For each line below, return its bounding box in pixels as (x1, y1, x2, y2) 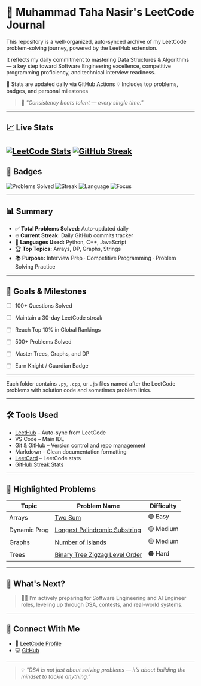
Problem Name (77, 502, 120, 510)
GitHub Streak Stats (14, 461, 64, 468)
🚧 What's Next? (6, 578, 66, 589)
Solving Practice (14, 263, 56, 270)
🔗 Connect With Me (6, 624, 80, 634)
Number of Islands (54, 538, 106, 546)
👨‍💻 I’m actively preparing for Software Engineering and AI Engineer (20, 594, 187, 601)
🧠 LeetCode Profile (14, 640, 62, 647)
